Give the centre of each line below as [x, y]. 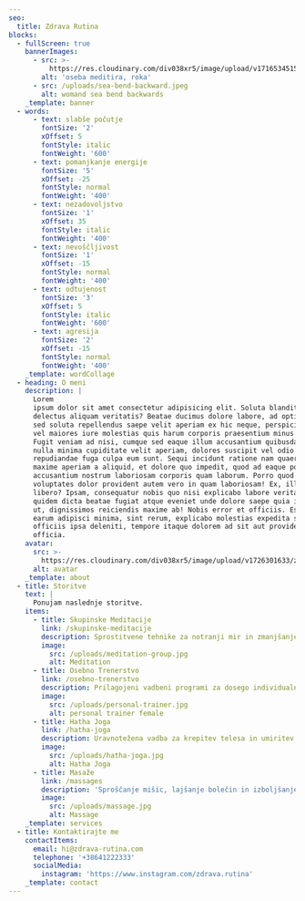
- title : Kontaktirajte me [68, 832]
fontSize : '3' [68, 297]
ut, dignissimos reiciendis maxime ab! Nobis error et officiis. [159, 510]
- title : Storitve [52, 586]
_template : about [58, 577]
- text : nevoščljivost [76, 247]
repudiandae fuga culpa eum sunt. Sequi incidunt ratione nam [153, 459]
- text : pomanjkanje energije [90, 162]
